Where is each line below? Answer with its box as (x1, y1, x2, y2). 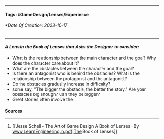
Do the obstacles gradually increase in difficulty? (12, 81, 111, 87)
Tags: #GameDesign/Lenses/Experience (5, 11, 89, 17)
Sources (5, 108, 23, 114)
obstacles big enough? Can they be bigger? (12, 92, 100, 97)
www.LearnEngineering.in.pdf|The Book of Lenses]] (12, 128, 117, 135)
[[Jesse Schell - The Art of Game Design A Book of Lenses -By (12, 123, 139, 129)
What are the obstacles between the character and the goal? (12, 66, 134, 71)
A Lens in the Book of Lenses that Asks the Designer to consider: (5, 44, 140, 50)
